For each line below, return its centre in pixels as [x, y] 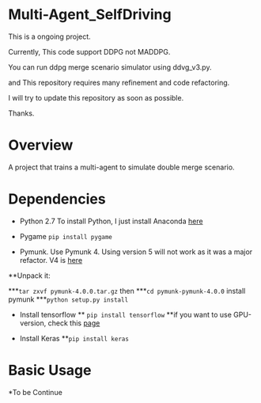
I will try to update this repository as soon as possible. [96, 97]
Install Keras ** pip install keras [74, 338]
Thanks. [21, 113]
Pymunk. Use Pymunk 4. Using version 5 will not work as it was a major [136, 252]
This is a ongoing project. [49, 36]
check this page [74, 323]
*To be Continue [36, 392]
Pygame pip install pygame [66, 236]
